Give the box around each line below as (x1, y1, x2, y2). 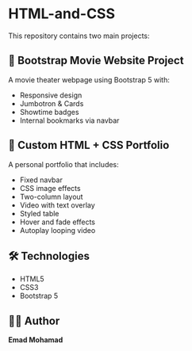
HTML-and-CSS (8, 5, 116, 23)
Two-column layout (19, 192, 83, 201)
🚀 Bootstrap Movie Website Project (8, 54, 184, 67)
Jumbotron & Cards (19, 98, 84, 108)
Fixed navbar (19, 175, 63, 185)
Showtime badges (19, 107, 79, 116)
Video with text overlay (19, 200, 95, 210)
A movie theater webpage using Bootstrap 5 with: (8, 74, 171, 84)
